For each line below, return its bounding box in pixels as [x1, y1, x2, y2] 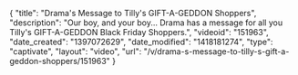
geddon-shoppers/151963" [9, 56, 111, 66]
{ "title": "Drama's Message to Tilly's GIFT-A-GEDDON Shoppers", [9, 8, 257, 18]
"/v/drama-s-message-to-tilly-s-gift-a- [143, 46, 290, 57]
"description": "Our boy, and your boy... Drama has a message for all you [9, 17, 283, 28]
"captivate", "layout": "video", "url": [9, 46, 142, 57]
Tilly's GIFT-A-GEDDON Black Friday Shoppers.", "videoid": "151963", [9, 27, 269, 37]
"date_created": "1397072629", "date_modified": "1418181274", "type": [9, 36, 273, 47]
